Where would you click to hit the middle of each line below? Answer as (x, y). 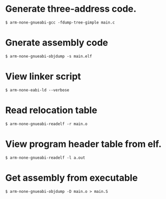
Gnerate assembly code (57, 43)
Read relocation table (51, 110)
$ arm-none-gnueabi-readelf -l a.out (45, 158)
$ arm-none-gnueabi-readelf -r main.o (46, 124)
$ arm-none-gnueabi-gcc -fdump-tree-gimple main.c (60, 22)
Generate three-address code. (71, 9)
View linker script (43, 77)
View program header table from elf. (84, 144)
